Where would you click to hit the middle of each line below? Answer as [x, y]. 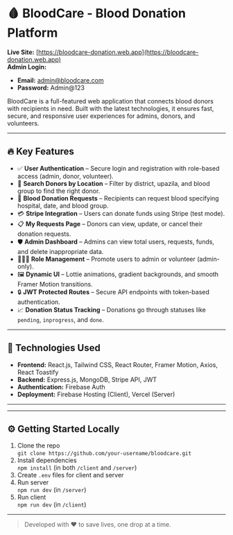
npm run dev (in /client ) [52, 504]
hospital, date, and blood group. [63, 205]
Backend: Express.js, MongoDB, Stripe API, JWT [87, 380]
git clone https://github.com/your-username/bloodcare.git [104, 454]
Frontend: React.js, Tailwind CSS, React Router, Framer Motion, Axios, [118, 364]
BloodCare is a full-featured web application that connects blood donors [110, 101]
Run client [32, 498]
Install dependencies [47, 460]
